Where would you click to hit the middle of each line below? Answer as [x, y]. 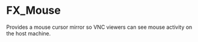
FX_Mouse [34, 10]
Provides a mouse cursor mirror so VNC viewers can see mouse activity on [99, 27]
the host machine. [29, 33]
